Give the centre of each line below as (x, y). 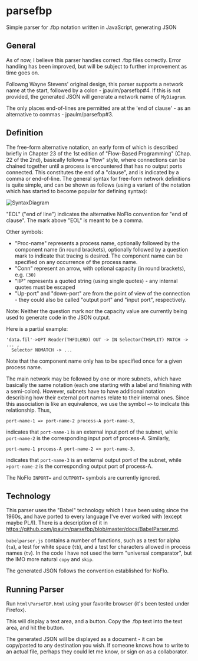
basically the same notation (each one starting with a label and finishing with (99, 385)
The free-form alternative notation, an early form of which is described (92, 147)
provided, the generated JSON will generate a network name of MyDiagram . (96, 96)
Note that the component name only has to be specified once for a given (94, 361)
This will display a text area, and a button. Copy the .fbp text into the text (94, 621)
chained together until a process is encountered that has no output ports (94, 166)
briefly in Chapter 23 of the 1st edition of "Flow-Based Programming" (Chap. (99, 153)
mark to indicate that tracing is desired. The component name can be (98, 256)
